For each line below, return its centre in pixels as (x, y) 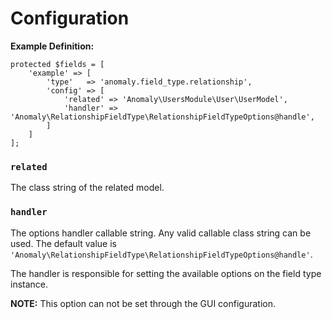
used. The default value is (63, 243)
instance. (29, 284)
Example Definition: (52, 46)
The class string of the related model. (87, 188)
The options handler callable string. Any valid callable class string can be (161, 233)
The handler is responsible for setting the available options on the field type (166, 273)
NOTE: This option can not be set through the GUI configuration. (143, 303)
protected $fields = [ (57, 64)
